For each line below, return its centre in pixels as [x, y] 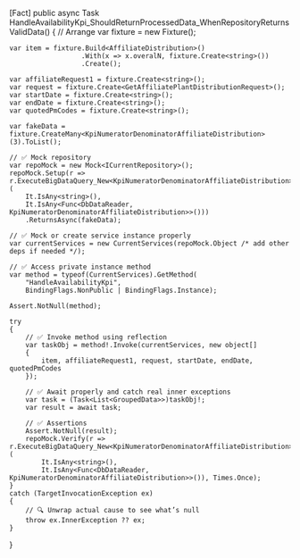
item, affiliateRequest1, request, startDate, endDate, [147, 361]
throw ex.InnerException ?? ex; [85, 521]
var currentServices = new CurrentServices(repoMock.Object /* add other [150, 244]
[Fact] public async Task [54, 13]
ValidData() [30, 32]
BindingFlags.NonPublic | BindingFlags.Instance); [121, 290]
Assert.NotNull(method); [55, 306]
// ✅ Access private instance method [80, 267]
